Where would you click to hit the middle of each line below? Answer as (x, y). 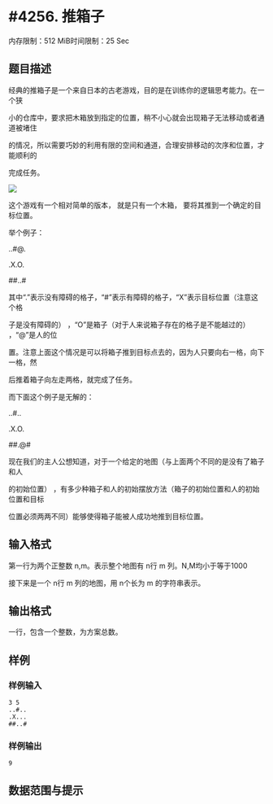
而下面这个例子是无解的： (51, 396)
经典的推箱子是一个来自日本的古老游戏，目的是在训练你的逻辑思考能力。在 (133, 90)
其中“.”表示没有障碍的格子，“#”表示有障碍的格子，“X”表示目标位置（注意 (130, 297)
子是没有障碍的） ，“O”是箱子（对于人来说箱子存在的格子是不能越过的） (129, 324)
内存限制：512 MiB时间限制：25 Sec (69, 41)
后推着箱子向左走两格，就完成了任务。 (72, 379)
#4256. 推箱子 (56, 17)
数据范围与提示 (46, 790)
